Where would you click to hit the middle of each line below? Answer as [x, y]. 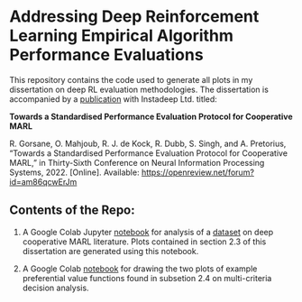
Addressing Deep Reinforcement [134, 17]
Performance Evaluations [107, 55]
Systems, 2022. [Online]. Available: [74, 172]
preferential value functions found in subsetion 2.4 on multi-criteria [147, 278]
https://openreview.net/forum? [198, 172]
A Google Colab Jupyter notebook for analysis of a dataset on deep [148, 232]
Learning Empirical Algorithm [122, 36]
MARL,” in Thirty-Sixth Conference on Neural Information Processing [137, 162]
